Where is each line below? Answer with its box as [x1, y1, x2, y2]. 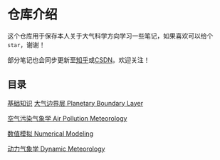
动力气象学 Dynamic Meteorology [7, 144, 105, 153]
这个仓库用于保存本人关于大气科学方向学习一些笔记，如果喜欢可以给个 [7, 31, 214, 40]
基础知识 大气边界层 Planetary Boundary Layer [7, 99, 144, 107]
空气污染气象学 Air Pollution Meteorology [7, 114, 127, 122]
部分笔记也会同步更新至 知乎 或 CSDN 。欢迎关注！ [7, 55, 150, 64]
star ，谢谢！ [7, 40, 46, 49]
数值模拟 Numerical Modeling [7, 129, 94, 138]
